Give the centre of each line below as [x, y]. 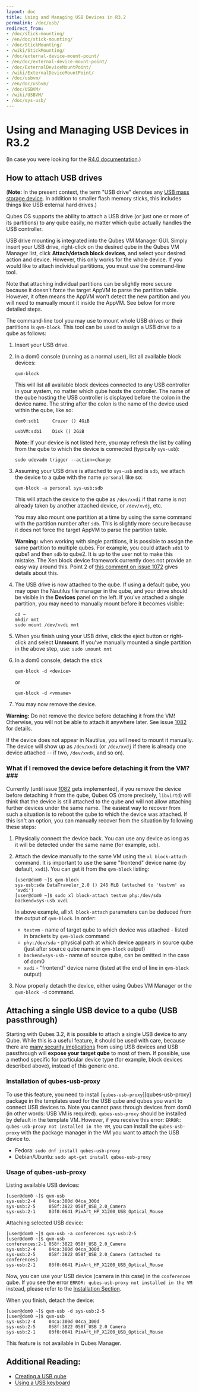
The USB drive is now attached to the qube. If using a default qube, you [102, 584]
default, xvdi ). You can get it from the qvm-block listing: [82, 869]
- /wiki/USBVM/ [25, 95]
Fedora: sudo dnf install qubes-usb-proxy [67, 1150]
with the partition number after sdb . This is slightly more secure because [103, 524]
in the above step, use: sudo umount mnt [63, 649]
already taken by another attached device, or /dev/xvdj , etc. [89, 506]
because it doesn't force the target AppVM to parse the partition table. [92, 290]
